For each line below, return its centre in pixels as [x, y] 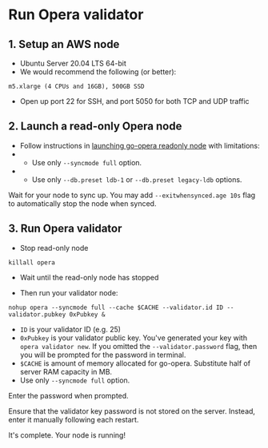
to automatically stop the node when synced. [82, 203]
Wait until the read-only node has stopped [89, 277]
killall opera [32, 262]
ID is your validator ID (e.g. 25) [70, 329]
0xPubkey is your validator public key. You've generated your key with [134, 338]
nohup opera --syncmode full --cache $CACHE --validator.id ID [116, 307]
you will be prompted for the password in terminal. [103, 355]
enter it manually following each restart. [74, 419]
